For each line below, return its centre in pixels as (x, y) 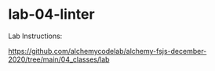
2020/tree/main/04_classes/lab (59, 59)
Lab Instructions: (35, 36)
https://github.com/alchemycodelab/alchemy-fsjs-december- (107, 51)
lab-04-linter (52, 14)
